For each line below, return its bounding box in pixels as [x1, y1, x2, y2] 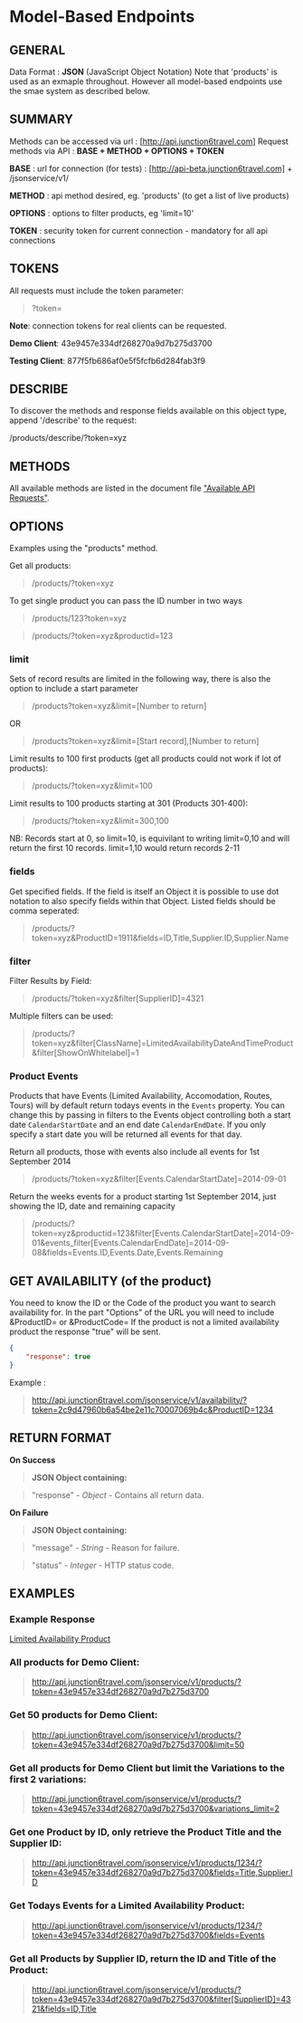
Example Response [9, 1613, 96, 1626]
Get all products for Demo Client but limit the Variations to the [9, 1761, 285, 1774]
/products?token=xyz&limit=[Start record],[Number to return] [31, 736, 260, 747]
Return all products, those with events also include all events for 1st [9, 1147, 260, 1158]
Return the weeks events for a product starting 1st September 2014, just [9, 1191, 277, 1202]
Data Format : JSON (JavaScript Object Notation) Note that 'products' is [9, 66, 278, 77]
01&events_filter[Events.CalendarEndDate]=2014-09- [31, 1237, 230, 1248]
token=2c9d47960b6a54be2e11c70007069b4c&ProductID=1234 [31, 1404, 274, 1415]
